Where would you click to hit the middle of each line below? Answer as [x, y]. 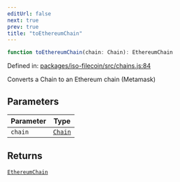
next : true [23, 20]
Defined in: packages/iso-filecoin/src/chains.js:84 [79, 66]
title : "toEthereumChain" [45, 33]
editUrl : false [29, 14]
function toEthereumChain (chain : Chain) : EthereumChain [90, 52]
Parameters [33, 101]
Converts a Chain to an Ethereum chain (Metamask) [81, 79]
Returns [25, 156]
